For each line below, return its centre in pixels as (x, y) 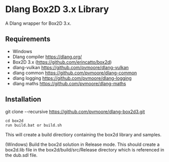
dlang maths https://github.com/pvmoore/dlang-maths (69, 83)
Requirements (28, 39)
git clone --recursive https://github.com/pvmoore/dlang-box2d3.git (75, 112)
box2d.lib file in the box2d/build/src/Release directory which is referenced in (85, 149)
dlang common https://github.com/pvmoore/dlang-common (75, 73)
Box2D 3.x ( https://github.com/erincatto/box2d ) (62, 62)
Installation (23, 99)
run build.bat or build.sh (34, 125)
